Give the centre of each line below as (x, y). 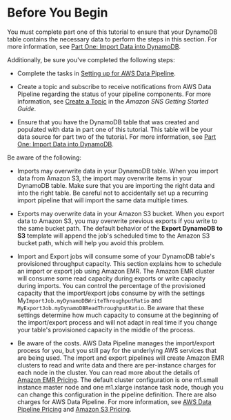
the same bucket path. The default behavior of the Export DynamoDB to (120, 228)
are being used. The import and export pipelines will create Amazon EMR (121, 358)
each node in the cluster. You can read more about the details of (108, 372)
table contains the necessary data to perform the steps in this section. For (112, 39)
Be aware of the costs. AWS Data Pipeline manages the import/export (116, 343)
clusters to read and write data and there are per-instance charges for (117, 365)
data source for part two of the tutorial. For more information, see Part (117, 137)
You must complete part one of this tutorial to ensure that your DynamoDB (112, 32)
